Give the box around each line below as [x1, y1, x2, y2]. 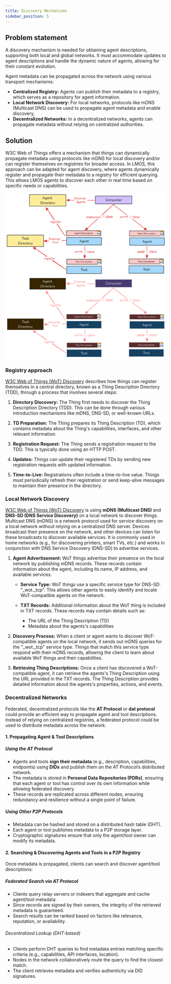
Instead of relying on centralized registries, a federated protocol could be [5, 717, 159, 723]
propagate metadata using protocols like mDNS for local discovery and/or [5, 156, 160, 162]
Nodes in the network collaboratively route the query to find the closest [12, 957, 163, 963]
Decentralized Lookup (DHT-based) [5, 930, 81, 936]
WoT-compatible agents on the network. [20, 592, 105, 599]
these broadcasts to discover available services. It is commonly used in [5, 534, 156, 541]
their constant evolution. [5, 63, 57, 69]
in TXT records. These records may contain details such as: [20, 608, 146, 614]
